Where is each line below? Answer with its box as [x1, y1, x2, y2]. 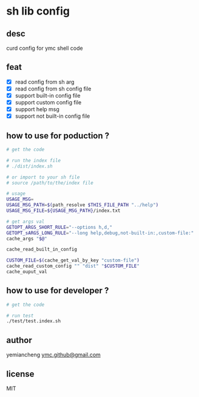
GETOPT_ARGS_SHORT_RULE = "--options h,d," [6, 224, 113, 230]
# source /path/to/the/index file [6, 180, 94, 186]
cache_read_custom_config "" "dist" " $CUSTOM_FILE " [6, 263, 140, 270]
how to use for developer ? [6, 285, 109, 296]
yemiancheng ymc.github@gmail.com [6, 351, 101, 359]
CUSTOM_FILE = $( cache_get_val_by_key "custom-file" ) [6, 257, 140, 263]
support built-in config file [15, 92, 81, 99]
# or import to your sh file [6, 174, 80, 180]
